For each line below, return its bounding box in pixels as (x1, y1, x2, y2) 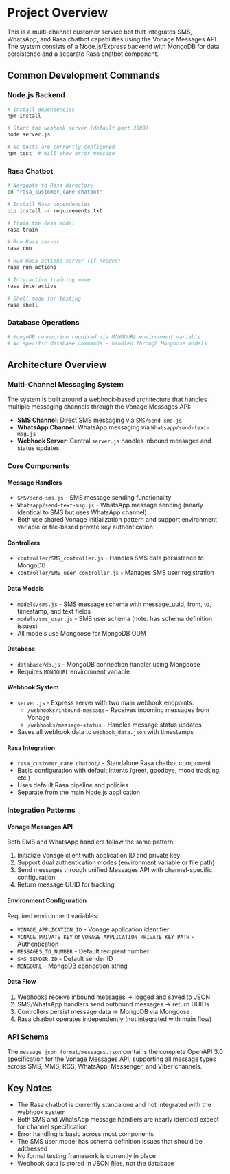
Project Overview (7, 5, 108, 21)
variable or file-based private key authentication (16, 523, 153, 532)
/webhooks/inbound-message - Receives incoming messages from (27, 706, 210, 714)
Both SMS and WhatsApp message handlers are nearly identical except (16, 1115, 220, 1123)
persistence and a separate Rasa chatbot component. (7, 50, 159, 58)
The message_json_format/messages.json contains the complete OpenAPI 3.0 (7, 1048, 223, 1056)
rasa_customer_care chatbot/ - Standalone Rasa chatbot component (16, 759, 211, 767)
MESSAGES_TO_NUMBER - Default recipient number (16, 947, 150, 955)
